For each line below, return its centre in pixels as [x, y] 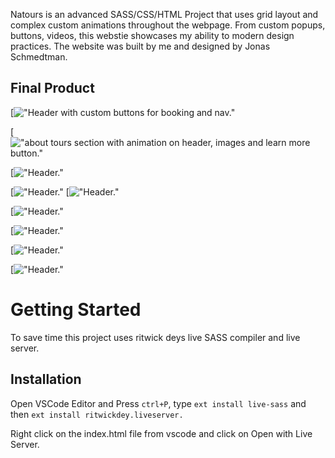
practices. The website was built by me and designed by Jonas [140, 46]
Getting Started [76, 310]
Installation [46, 379]
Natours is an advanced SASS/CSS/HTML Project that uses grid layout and [164, 14]
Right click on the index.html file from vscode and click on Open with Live [161, 433]
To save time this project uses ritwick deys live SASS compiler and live [155, 337]
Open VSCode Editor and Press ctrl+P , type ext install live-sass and [158, 403]
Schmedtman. [39, 57]
